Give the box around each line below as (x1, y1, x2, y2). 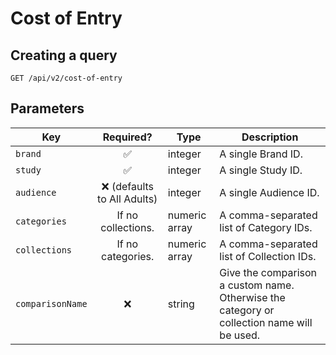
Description (241, 130, 299, 144)
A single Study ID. (219, 163, 303, 177)
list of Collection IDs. (219, 249, 317, 263)
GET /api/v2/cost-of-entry (10, 73, 123, 83)
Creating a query (10, 47, 118, 64)
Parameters (10, 100, 85, 117)
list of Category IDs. (219, 220, 313, 234)
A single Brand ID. (219, 147, 303, 161)
